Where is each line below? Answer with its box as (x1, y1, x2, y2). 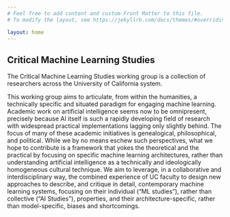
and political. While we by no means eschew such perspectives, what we (7, 136, 214, 144)
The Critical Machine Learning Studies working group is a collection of (7, 73, 206, 81)
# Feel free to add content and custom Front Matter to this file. (7, 10, 204, 17)
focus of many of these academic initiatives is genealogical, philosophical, (7, 129, 217, 138)
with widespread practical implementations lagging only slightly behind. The (7, 122, 222, 130)
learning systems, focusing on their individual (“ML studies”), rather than (7, 188, 212, 196)
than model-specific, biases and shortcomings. (7, 202, 140, 210)
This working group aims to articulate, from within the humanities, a (7, 93, 197, 101)
